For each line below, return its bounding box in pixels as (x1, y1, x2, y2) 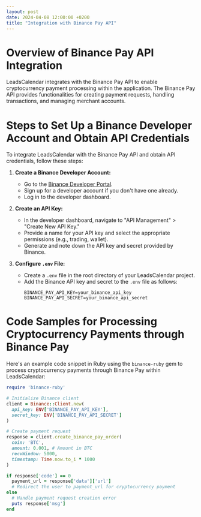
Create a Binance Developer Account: (14, 169, 111, 176)
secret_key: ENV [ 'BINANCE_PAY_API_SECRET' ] (11, 412, 122, 418)
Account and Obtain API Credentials (6, 131, 190, 145)
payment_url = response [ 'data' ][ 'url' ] (11, 478, 112, 485)
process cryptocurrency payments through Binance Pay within (6, 366, 161, 374)
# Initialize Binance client (6, 395, 79, 402)
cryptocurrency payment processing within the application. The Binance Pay (6, 85, 196, 92)
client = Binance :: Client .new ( (6, 401, 85, 407)
